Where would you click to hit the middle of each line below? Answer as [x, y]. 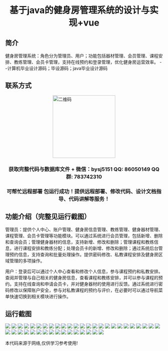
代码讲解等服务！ [89, 199]
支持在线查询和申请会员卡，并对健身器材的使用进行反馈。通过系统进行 [86, 284]
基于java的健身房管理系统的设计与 [79, 10]
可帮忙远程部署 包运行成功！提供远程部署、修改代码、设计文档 [81, 191]
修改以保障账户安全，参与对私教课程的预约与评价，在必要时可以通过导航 [84, 290]
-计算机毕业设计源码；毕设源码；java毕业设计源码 [56, 68]
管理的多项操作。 [27, 261]
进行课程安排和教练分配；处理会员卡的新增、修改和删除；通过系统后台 [86, 248]
